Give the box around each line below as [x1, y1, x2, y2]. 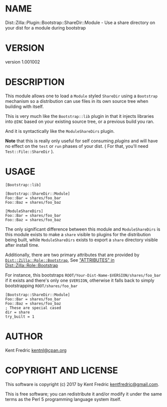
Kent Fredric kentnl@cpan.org [5, 347, 67, 353]
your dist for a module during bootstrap [5, 24, 86, 30]
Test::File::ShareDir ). [5, 148, 54, 154]
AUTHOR [5, 331, 43, 342]
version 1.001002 [5, 58, 40, 65]
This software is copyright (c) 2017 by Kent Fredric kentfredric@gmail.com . [5, 381, 160, 387]
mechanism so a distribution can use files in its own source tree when [5, 98, 149, 104]
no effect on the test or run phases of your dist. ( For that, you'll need [5, 143, 149, 149]
